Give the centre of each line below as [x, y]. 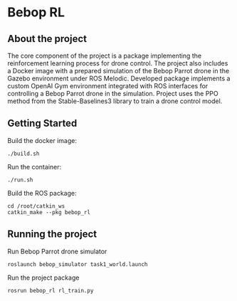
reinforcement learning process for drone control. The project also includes [118, 63]
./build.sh [23, 154]
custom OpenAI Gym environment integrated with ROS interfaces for [108, 86]
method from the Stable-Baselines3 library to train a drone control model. [115, 101]
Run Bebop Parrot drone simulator [57, 251]
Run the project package [43, 278]
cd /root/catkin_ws [36, 206]
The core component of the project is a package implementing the [104, 56]
